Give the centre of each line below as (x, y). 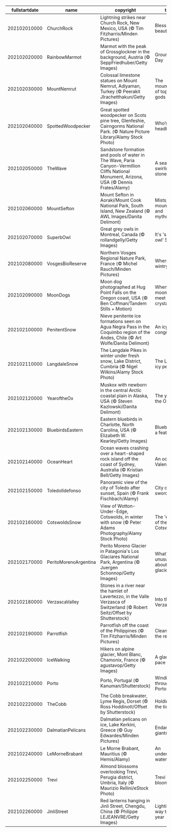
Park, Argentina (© (120, 562)
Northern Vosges (118, 252)
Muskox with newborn (123, 385)
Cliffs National (115, 171)
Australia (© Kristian (122, 470)
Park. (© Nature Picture (125, 131)
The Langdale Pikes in (123, 350)
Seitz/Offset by (116, 613)
